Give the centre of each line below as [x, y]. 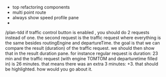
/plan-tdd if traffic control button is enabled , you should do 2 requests [77, 32]
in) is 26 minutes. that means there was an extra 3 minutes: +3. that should [82, 64]
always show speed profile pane [45, 18]
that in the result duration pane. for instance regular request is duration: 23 [82, 53]
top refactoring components [41, 7]
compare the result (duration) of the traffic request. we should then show [80, 48]
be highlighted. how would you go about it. [49, 69]
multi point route [29, 12]
